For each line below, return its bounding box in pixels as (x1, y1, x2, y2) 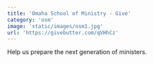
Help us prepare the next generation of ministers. (7, 48, 147, 56)
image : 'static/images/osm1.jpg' (7, 23, 104, 29)
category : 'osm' (7, 16, 54, 23)
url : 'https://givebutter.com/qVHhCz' (7, 29, 119, 36)
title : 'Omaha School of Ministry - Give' (7, 10, 131, 17)
